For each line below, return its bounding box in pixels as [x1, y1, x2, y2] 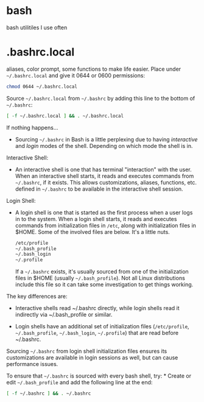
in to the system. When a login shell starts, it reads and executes [15, 215, 177, 222]
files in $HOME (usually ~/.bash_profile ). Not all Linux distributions [15, 275, 186, 282]
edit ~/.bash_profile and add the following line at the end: [6, 379, 153, 386]
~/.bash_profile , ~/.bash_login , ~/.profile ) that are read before [15, 330, 178, 337]
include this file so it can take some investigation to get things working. [15, 281, 194, 288]
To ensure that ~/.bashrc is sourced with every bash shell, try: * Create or [6, 372, 192, 379]
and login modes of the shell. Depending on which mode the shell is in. [15, 142, 193, 149]
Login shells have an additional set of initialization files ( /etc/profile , [15, 323, 190, 330]
